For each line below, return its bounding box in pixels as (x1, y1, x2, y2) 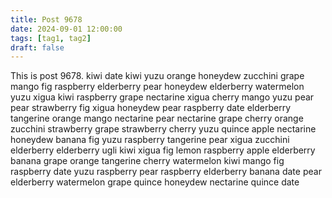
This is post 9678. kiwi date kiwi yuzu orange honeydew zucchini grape (10, 70, 305, 82)
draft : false (10, 42, 65, 53)
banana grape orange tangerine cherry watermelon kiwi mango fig (10, 155, 285, 167)
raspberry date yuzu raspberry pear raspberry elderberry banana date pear (10, 166, 322, 178)
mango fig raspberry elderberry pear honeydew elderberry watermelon (10, 81, 305, 93)
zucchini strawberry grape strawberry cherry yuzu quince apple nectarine (10, 123, 317, 135)
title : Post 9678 (10, 14, 83, 25)
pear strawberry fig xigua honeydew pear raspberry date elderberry (10, 102, 291, 114)
